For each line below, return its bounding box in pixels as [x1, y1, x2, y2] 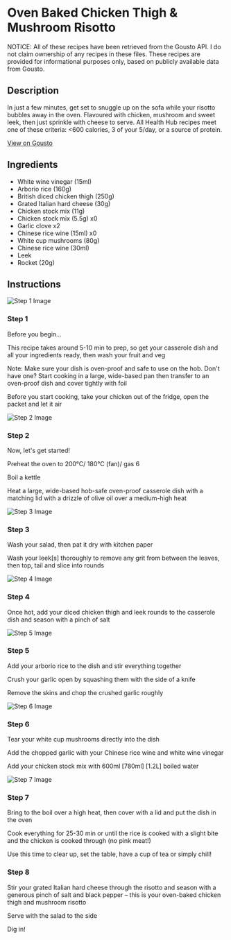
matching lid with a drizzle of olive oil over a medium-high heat [7, 494, 187, 502]
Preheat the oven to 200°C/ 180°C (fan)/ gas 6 [7, 459, 140, 468]
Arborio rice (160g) [17, 185, 71, 193]
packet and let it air [7, 400, 62, 408]
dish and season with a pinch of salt [7, 615, 110, 624]
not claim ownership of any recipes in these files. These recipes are [7, 50, 201, 58]
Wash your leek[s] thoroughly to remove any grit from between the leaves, [7, 554, 220, 563]
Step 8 [7, 867, 30, 877]
